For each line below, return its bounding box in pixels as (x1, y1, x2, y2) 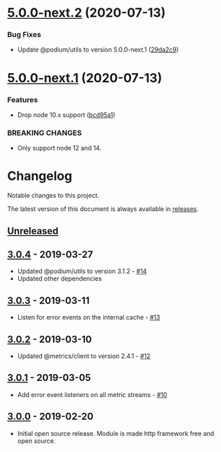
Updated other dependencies (17, 274, 102, 283)
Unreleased (7, 225, 59, 237)
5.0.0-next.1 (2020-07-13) (7, 70, 162, 86)
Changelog (7, 169, 73, 184)
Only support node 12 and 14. (17, 144, 102, 153)
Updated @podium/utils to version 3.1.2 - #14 (17, 267, 147, 276)
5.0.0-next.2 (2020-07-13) (7, 5, 166, 21)
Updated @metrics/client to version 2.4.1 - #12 (17, 352, 151, 360)
